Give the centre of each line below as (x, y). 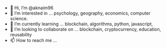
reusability (21, 35)
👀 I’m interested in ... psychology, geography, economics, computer (80, 13)
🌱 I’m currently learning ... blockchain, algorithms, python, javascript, (81, 24)
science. (19, 18)
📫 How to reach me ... (33, 40)
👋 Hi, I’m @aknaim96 (32, 8)
